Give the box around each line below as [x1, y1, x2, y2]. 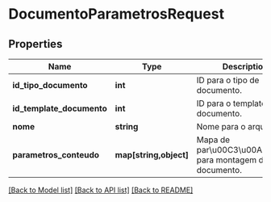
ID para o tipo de [196, 74, 260, 86]
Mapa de [196, 134, 231, 145]
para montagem [196, 154, 256, 166]
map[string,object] [115, 149, 190, 160]
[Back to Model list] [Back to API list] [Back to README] [8, 185, 194, 195]
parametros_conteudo [12, 149, 99, 160]
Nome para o [196, 121, 246, 132]
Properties [8, 37, 63, 51]
